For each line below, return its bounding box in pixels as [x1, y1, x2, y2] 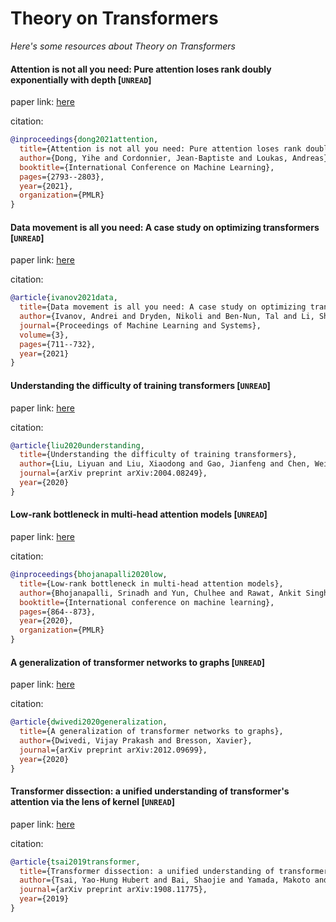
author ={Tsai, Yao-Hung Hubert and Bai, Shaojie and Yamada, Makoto [19, 875, 311, 886]
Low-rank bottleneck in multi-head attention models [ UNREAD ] [10, 508, 268, 521]
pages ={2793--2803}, [19, 172, 105, 182]
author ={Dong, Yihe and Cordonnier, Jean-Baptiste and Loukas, [19, 153, 288, 163]
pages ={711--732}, [19, 339, 97, 349]
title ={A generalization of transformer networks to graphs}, [19, 727, 284, 737]
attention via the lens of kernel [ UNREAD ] [10, 796, 175, 808]
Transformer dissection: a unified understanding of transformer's [10, 785, 290, 797]
